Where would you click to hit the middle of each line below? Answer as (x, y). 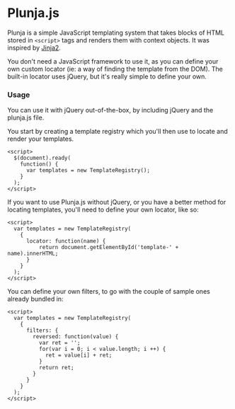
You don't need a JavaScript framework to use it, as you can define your (113, 61)
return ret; (56, 368)
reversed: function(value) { (76, 337)
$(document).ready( (42, 158)
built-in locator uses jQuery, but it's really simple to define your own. (107, 76)
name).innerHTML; (33, 254)
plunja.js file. (26, 117)
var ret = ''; (59, 343)
